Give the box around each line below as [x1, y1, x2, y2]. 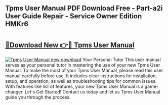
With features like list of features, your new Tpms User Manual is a [5, 83, 144, 89]
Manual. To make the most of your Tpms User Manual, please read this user [5, 68, 163, 73]
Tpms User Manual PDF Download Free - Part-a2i [5, 4, 163, 13]
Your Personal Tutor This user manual [82, 57, 161, 63]
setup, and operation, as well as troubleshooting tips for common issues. [5, 78, 157, 84]
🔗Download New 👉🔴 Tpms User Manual [5, 40, 135, 49]
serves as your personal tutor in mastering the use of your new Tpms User [5, 62, 160, 68]
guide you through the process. [5, 94, 71, 100]
